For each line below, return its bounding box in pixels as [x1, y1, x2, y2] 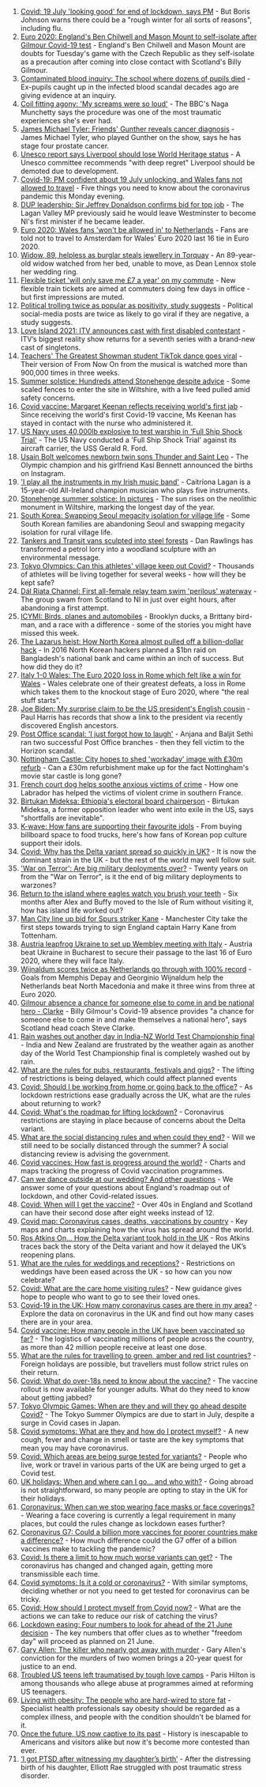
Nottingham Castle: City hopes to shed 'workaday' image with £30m [20, 754, 243, 764]
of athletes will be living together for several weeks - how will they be [20, 569, 246, 579]
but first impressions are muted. [20, 293, 125, 301]
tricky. [20, 1595, 42, 1604]
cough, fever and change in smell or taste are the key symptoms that [20, 1435, 244, 1444]
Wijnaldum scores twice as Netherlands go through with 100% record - [20, 965, 252, 973]
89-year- [226, 251, 256, 259]
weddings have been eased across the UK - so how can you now [20, 1267, 232, 1276]
